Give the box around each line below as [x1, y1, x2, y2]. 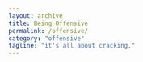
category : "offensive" [8, 34, 85, 43]
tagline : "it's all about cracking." [8, 42, 136, 50]
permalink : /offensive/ [8, 27, 89, 35]
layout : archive [8, 11, 63, 20]
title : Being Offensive [8, 19, 89, 27]
